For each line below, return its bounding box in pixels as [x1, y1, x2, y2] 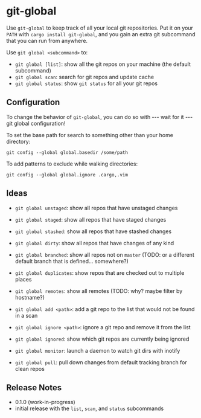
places [14, 275, 32, 283]
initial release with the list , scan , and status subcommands [14, 405, 164, 412]
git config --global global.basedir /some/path [6, 149, 129, 155]
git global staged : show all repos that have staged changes [14, 216, 167, 223]
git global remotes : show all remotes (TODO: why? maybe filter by [14, 287, 183, 294]
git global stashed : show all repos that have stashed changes [14, 228, 172, 235]
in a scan [14, 312, 38, 319]
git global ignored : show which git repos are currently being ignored [14, 335, 190, 342]
